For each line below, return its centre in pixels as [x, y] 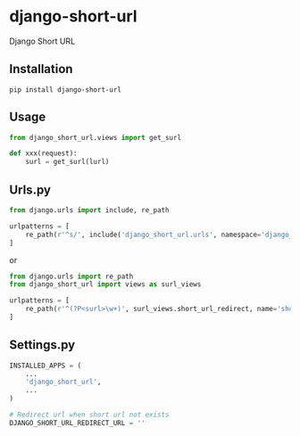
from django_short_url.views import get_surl [95, 137]
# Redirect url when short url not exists [89, 415]
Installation [41, 69]
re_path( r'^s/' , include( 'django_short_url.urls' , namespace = [143, 234]
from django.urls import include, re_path [89, 210]
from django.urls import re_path [71, 276]
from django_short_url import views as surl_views [105, 284]
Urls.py [30, 189]
